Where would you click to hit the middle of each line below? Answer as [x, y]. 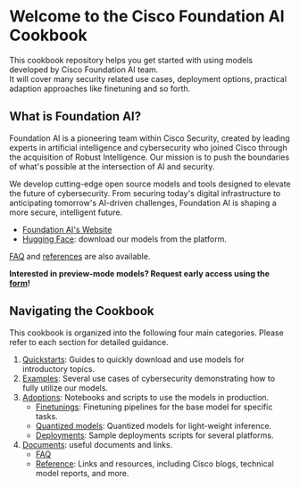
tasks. [46, 416]
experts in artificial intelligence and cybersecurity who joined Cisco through [148, 147]
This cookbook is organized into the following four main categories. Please [146, 333]
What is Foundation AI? [75, 116]
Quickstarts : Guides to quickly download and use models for [133, 359]
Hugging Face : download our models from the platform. [125, 239]
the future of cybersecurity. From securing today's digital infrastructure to [145, 193]
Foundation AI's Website [67, 229]
